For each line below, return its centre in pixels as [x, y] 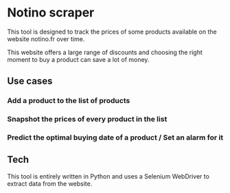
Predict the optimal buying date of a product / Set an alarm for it [115, 137]
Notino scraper [51, 13]
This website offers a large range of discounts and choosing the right [105, 52]
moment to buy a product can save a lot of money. [78, 59]
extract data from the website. [50, 183]
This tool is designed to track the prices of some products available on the [112, 32]
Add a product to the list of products [69, 101]
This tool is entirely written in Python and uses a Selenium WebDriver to [108, 176]
